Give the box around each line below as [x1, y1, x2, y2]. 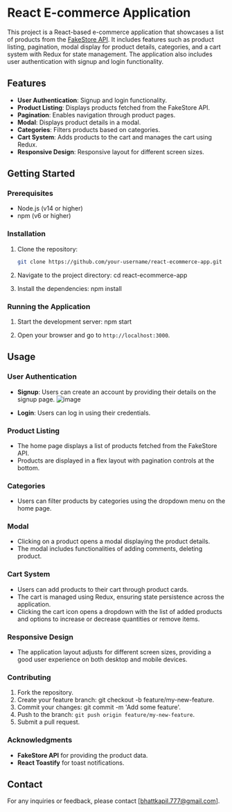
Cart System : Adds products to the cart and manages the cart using [17, 133, 213, 141]
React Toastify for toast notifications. [17, 759, 125, 767]
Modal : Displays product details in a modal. [17, 118, 141, 126]
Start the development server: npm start [17, 317, 132, 326]
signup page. [17, 395, 55, 404]
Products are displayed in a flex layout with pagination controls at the [17, 456, 215, 465]
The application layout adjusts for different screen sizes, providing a [17, 648, 211, 656]
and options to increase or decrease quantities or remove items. [17, 615, 200, 623]
